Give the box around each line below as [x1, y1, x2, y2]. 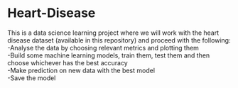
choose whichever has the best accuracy [7, 58, 128, 67]
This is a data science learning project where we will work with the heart [7, 28, 220, 37]
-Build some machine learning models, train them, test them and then [7, 51, 210, 60]
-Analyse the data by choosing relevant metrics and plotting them [7, 43, 199, 52]
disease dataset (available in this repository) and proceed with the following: [7, 35, 231, 44]
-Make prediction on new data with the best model [7, 66, 155, 75]
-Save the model [7, 73, 56, 82]
